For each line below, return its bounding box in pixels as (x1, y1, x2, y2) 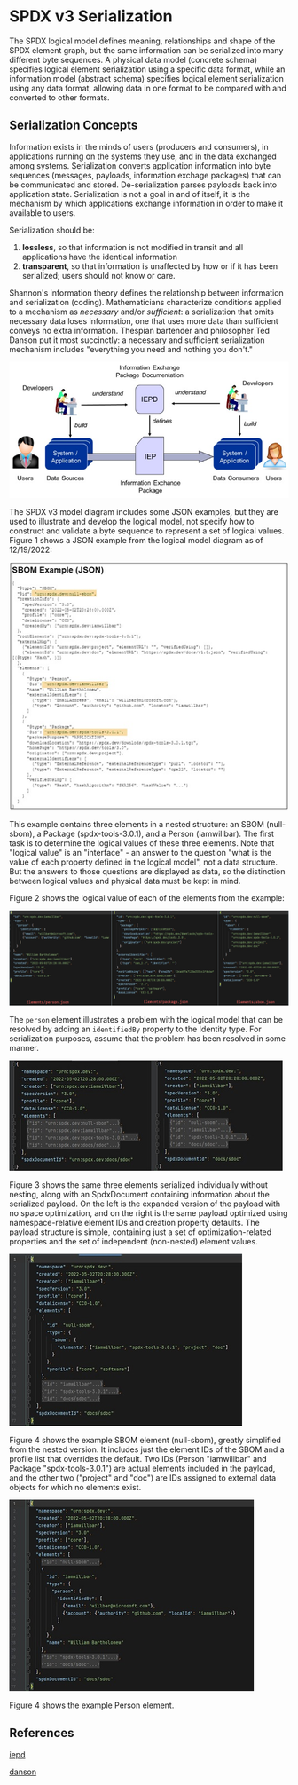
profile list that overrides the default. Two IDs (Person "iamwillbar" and (9, 1454, 268, 1465)
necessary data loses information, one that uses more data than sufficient (9, 315, 279, 326)
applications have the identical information (21, 251, 177, 262)
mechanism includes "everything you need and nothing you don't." (9, 344, 254, 354)
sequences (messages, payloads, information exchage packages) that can (9, 170, 282, 180)
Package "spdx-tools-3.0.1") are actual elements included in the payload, (9, 1463, 276, 1474)
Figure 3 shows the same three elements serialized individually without (9, 1180, 269, 1190)
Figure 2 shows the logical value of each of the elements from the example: (9, 892, 286, 903)
